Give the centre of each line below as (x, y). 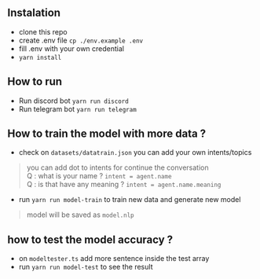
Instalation (34, 13)
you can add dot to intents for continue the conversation (117, 167)
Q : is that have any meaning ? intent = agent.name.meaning (124, 185)
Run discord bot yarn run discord (73, 101)
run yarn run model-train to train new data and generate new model (130, 200)
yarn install (40, 57)
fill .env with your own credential (71, 48)
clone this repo (43, 31)
